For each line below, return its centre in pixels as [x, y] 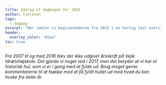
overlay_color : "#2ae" [33, 38]
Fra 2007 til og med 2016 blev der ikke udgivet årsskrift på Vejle [70, 56]
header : [13, 33]
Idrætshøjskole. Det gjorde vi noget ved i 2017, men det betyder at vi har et [81, 61]
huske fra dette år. [24, 77]
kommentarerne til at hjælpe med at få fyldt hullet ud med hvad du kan [77, 72]
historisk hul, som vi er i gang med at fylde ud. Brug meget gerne [71, 66]
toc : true [15, 42]
